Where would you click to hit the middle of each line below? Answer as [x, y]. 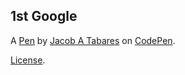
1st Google [44, 16]
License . [28, 60]
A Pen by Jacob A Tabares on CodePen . [93, 40]
